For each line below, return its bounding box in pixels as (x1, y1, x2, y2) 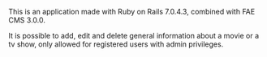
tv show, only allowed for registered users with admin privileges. (8, 39, 224, 49)
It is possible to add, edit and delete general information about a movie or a (8, 31, 260, 40)
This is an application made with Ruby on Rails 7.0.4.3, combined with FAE (8, 7, 256, 16)
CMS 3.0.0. (8, 15, 46, 25)
